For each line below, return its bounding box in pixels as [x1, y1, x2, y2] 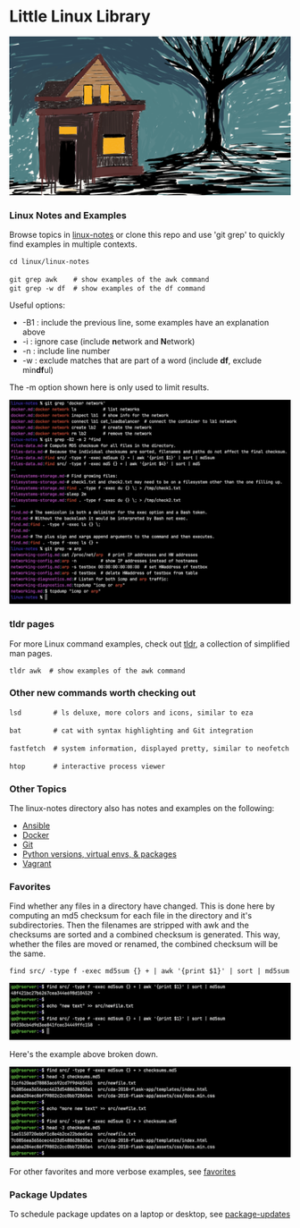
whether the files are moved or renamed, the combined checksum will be [9, 939, 279, 950]
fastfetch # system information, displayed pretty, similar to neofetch [9, 744, 290, 753]
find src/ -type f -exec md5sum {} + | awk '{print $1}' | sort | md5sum [9, 967, 290, 976]
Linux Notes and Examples [9, 208, 127, 221]
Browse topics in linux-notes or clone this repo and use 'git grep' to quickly [9, 230, 286, 240]
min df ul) [21, 365, 54, 375]
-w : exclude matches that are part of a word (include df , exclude [21, 355, 262, 366]
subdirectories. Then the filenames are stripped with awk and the [9, 919, 250, 931]
